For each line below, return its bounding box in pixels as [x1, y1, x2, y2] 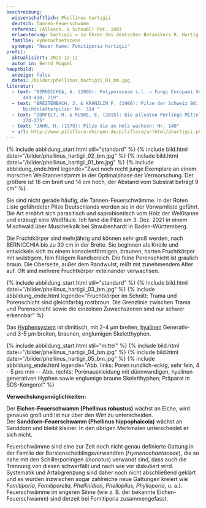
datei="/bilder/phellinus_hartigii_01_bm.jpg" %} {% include [6, 159, 154, 166]
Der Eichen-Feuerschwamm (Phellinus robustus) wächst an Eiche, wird [6, 405, 190, 412]
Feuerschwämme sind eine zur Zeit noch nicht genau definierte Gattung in [6, 443, 194, 450]
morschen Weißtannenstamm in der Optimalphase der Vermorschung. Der [6, 172, 194, 179]
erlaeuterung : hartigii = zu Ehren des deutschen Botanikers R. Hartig [12, 32, 199, 38]
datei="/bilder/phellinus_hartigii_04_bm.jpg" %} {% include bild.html [6, 348, 179, 356]
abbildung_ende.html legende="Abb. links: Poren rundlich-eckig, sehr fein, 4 [6, 361, 200, 369]
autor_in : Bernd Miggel [12, 60, 72, 66]
